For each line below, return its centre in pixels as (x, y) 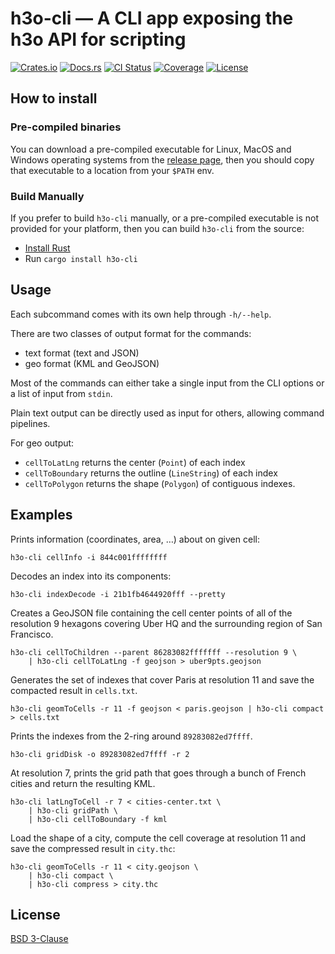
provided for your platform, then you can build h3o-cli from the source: (157, 228)
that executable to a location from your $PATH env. (112, 170)
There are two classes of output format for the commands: (131, 333)
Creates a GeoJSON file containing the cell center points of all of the (151, 613)
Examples (41, 515)
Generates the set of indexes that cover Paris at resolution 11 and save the (162, 679)
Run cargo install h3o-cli (81, 258)
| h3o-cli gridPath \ (73, 810)
